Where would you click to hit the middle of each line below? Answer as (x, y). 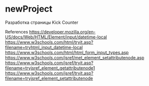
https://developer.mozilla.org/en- (62, 32)
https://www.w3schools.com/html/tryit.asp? (49, 42)
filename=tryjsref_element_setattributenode (49, 78)
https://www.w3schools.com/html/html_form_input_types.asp (67, 52)
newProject (29, 9)
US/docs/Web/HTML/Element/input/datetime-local (56, 37)
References (17, 32)
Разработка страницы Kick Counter (42, 22)
